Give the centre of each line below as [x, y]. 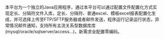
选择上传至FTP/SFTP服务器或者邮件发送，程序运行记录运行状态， [88, 19]
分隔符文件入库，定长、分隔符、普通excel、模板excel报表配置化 [87, 13]
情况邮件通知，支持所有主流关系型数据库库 [52, 25]
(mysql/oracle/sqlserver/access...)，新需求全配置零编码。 [64, 31]
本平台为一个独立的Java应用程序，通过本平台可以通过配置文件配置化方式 [79, 7]
